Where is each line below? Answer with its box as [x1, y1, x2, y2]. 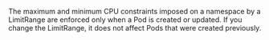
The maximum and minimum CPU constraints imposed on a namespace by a [8, 7, 261, 16]
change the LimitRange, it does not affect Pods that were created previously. [8, 24, 262, 32]
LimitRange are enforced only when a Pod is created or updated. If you [8, 15, 243, 24]
